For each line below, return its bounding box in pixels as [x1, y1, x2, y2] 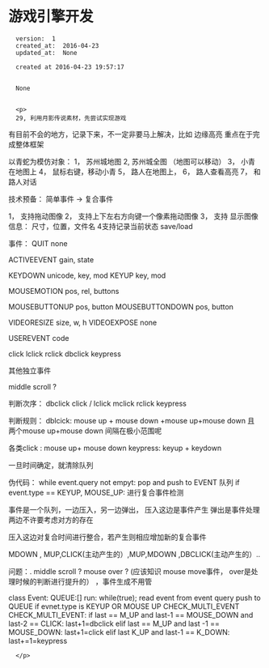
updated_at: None [15, 49, 78, 57]
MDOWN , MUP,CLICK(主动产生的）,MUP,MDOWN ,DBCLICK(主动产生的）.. [8, 549, 261, 559]
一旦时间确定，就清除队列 [8, 460, 94, 470]
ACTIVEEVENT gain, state [8, 254, 95, 264]
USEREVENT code [8, 333, 69, 343]
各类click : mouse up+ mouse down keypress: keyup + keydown [8, 443, 222, 453]
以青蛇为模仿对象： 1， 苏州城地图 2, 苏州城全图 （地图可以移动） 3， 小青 [8, 156, 256, 166]
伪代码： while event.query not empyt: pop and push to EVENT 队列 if [8, 477, 240, 487]
